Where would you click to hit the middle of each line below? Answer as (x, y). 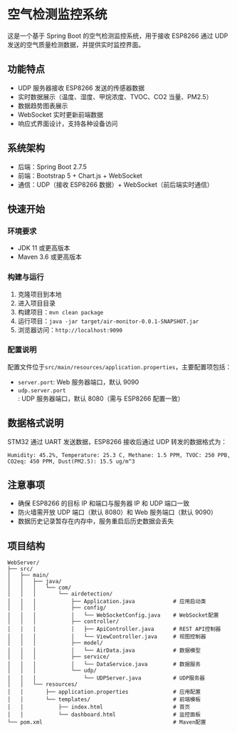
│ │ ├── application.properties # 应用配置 (104, 692)
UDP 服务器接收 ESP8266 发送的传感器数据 (81, 88)
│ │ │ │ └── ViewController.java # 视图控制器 (107, 637)
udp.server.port (42, 390)
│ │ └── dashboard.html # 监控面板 (104, 715)
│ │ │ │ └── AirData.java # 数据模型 (104, 651)
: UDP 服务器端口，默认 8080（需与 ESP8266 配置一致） (101, 398)
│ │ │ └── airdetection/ (60, 594)
